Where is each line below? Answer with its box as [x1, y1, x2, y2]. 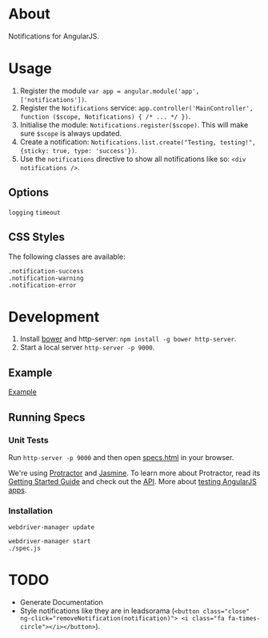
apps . [8, 485, 27, 495]
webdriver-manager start [8, 538, 91, 546]
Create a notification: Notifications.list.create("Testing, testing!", [19, 137, 256, 147]
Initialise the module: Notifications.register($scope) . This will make [19, 119, 249, 129]
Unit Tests [8, 434, 50, 446]
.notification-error [8, 281, 78, 289]
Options [8, 186, 50, 200]
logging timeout [8, 208, 62, 216]
